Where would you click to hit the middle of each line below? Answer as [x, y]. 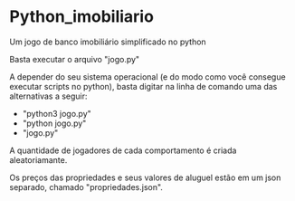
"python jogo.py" [54, 123]
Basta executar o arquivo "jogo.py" [75, 59]
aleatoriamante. [38, 159]
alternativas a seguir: [48, 96]
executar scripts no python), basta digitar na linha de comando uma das [143, 86]
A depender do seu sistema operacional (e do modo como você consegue [148, 77]
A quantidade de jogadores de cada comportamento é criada [123, 150]
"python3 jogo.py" [57, 113]
